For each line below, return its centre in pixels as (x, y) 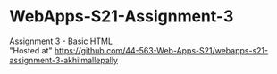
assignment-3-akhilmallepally (64, 60)
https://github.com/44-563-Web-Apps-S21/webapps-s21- (161, 50)
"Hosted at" (31, 50)
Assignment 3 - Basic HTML (61, 41)
